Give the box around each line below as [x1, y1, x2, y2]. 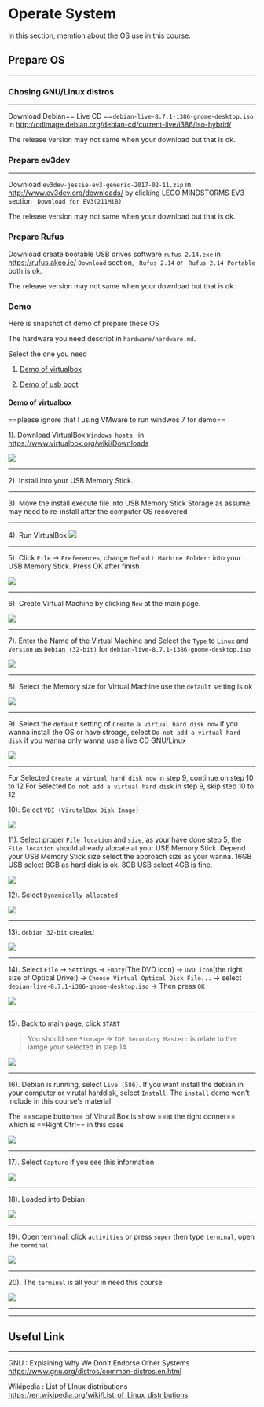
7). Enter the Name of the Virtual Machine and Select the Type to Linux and [8, 636, 249, 645]
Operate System [8, 5, 116, 23]
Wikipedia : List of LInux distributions [8, 1381, 128, 1391]
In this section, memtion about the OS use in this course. [8, 31, 191, 40]
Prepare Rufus [8, 231, 64, 242]
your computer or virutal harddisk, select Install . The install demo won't [8, 1088, 250, 1097]
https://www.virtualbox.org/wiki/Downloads [8, 439, 149, 448]
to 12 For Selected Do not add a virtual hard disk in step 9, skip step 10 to [8, 781, 254, 791]
